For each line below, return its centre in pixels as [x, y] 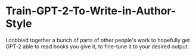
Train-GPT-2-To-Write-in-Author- [91, 11]
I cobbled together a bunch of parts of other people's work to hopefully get [98, 40]
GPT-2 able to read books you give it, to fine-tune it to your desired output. [97, 46]
